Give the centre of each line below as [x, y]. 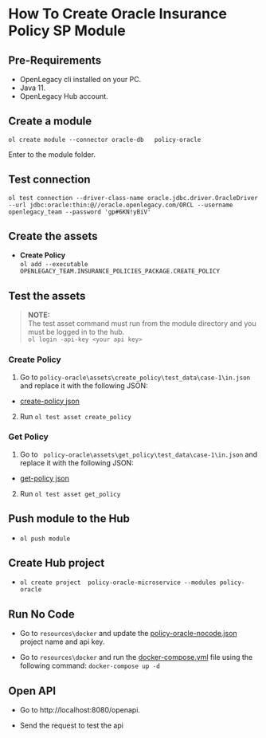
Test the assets [47, 296]
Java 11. [33, 88]
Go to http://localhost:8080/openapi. [80, 710]
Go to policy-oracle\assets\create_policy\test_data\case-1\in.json [135, 377]
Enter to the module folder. [52, 154]
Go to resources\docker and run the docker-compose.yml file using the [136, 658]
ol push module [45, 539]
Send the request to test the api [71, 725]
